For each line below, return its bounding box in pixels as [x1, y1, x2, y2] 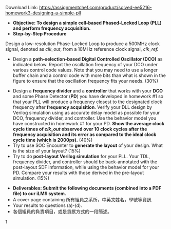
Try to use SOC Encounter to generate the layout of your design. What [12, 142, 163, 148]
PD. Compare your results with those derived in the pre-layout [12, 169, 144, 176]
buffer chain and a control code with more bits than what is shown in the [12, 72, 166, 79]
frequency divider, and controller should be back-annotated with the [12, 159, 158, 165]
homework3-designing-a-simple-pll [5, 10, 81, 16]
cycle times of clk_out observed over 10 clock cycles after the [12, 126, 147, 132]
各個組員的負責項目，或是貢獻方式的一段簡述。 [12, 208, 112, 215]
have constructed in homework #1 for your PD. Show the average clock [12, 121, 165, 126]
